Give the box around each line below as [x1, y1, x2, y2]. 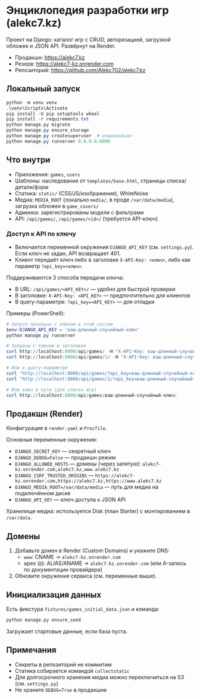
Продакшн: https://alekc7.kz [14, 54, 85, 61]
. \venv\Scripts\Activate [6, 105, 68, 111]
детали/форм [14, 183, 49, 191]
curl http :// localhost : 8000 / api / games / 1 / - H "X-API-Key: [6, 354, 151, 361]
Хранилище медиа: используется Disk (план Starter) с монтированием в [6, 508, 190, 515]
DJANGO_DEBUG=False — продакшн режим [14, 454, 116, 461]
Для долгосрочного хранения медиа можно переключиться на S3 [14, 673, 185, 681]
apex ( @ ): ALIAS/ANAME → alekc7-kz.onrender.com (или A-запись [23, 560, 186, 567]
